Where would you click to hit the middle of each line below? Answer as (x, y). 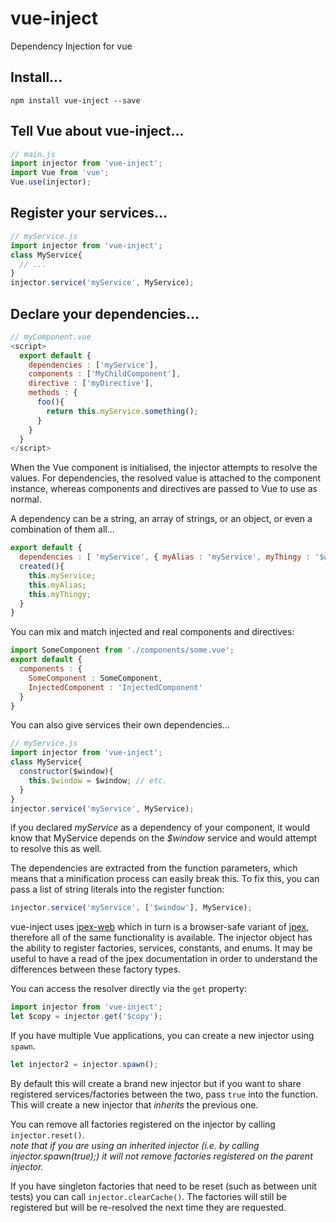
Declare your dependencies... (105, 313)
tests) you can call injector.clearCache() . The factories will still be (149, 1196)
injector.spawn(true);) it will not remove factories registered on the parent (161, 1156)
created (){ (42, 567)
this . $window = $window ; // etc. (98, 780)
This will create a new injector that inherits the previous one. (134, 1104)
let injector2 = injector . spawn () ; (84, 1065)
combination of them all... (62, 529)
